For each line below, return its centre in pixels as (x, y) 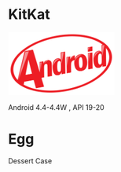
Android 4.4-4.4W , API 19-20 (56, 107)
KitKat (29, 15)
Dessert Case (30, 161)
